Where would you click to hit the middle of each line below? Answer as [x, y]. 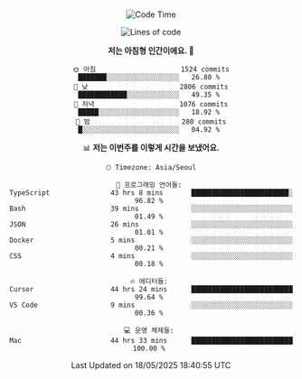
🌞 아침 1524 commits [151, 69]
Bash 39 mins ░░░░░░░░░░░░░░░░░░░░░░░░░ [151, 208]
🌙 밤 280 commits [151, 122]
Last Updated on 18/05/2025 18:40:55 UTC [151, 365]
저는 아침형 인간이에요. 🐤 [151, 51]
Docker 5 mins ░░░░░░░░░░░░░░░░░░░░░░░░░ [151, 240]
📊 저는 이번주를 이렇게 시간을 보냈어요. [151, 148]
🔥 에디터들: [149, 282]
